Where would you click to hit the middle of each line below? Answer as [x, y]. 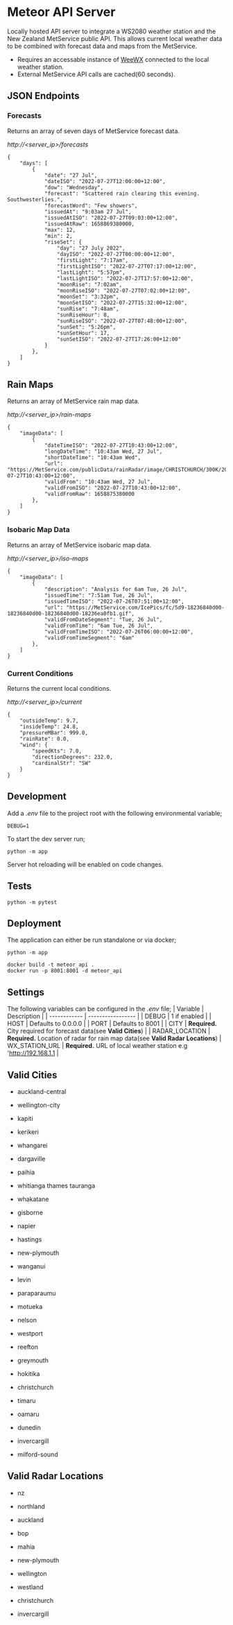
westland [30, 1587]
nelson [27, 1320]
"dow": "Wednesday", [74, 187]
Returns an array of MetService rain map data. [74, 401]
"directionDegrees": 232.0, [72, 757]
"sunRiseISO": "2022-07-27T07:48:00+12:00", [122, 321]
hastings [29, 1239]
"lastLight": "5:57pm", [91, 272]
